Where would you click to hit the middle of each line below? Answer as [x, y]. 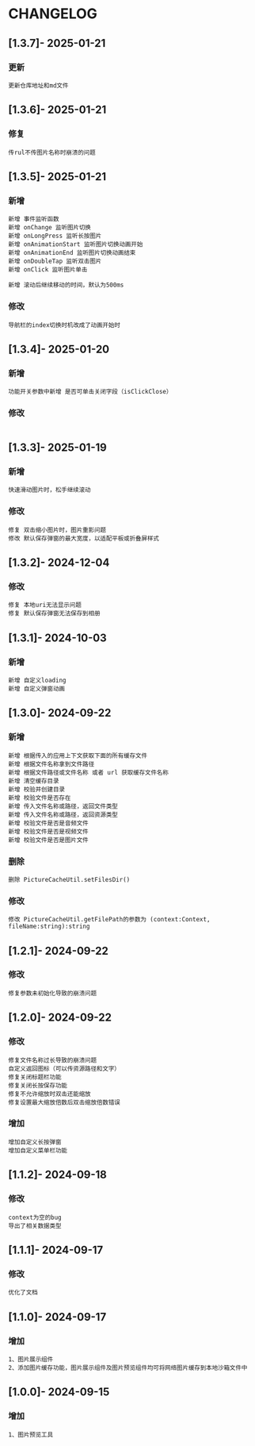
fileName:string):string [49, 927]
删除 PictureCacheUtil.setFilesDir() [69, 879]
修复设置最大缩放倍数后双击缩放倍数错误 [64, 1102]
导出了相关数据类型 [35, 1226]
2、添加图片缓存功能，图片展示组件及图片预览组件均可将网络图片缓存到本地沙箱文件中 [128, 1367]
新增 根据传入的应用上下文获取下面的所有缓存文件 [78, 756]
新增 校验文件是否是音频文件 [48, 823]
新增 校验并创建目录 [37, 789]
